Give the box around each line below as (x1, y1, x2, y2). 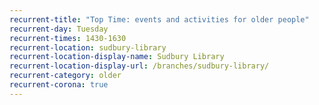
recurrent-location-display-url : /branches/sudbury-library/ (9, 61, 270, 71)
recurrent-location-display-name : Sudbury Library (9, 52, 225, 62)
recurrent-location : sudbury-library (9, 42, 167, 53)
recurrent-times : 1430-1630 (9, 33, 127, 43)
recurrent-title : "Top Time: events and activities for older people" (9, 14, 310, 25)
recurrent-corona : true (9, 80, 109, 90)
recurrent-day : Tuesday (9, 24, 109, 34)
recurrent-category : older (9, 71, 122, 81)
